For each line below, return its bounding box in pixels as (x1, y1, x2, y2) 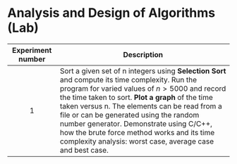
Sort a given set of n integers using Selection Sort (59, 65, 226, 75)
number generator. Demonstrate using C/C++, (59, 118, 213, 128)
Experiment (11, 45, 52, 55)
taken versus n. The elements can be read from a (59, 101, 222, 111)
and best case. (59, 145, 109, 155)
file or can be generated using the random (59, 110, 200, 120)
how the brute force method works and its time (59, 127, 215, 137)
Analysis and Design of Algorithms (7, 5, 216, 21)
